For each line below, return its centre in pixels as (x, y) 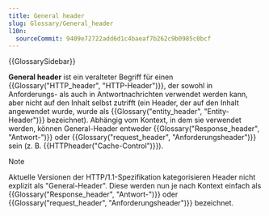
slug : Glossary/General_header (61, 23)
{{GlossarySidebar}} (42, 61)
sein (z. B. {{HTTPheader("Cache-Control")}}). (86, 146)
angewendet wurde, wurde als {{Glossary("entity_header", (105, 112)
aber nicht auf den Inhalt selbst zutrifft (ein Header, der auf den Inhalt (124, 103)
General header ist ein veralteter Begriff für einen (91, 77)
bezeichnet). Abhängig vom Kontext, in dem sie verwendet (145, 120)
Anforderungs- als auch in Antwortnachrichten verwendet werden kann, (128, 95)
